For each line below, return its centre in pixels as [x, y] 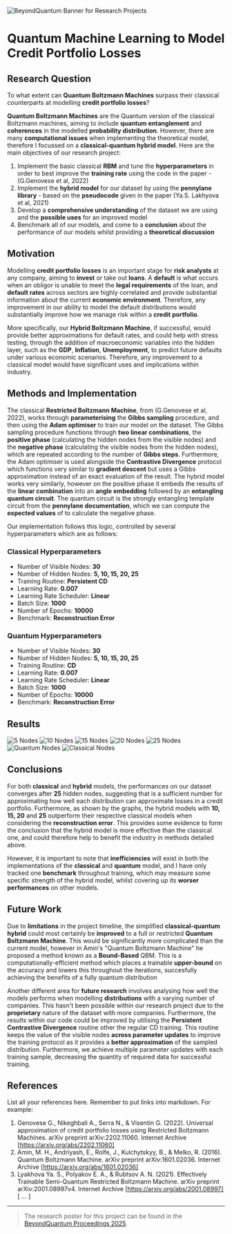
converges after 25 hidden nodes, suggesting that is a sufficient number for [115, 793]
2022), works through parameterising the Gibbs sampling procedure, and [113, 417]
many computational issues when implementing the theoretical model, [108, 138]
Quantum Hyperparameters [55, 635]
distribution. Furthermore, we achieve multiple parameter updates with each [115, 1049]
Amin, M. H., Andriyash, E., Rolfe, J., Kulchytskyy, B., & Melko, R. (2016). [119, 1153]
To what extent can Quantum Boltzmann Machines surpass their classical [113, 95]
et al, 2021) [33, 203]
